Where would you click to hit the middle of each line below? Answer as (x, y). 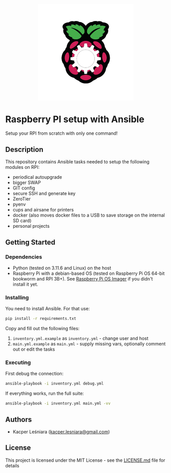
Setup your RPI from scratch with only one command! (62, 133)
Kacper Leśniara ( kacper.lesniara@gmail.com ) (61, 432)
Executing (18, 362)
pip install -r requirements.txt (41, 319)
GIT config (24, 188)
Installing (17, 297)
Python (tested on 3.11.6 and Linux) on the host (62, 268)
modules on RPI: (22, 167)
